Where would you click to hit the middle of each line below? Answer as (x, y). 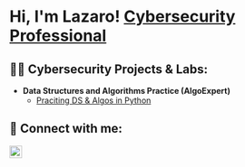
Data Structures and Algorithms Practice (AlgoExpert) (127, 91)
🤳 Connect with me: (66, 129)
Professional (58, 36)
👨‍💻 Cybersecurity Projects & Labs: (109, 69)
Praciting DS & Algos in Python (93, 100)
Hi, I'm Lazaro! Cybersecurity (122, 17)
